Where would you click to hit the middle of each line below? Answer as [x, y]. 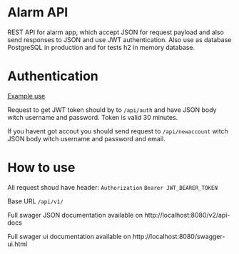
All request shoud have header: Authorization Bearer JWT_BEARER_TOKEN [113, 187]
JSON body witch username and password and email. [86, 138]
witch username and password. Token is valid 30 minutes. [93, 117]
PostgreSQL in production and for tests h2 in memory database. [101, 47]
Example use [26, 96]
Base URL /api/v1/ [36, 201]
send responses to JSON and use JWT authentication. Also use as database [119, 39]
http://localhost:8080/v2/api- [187, 215]
